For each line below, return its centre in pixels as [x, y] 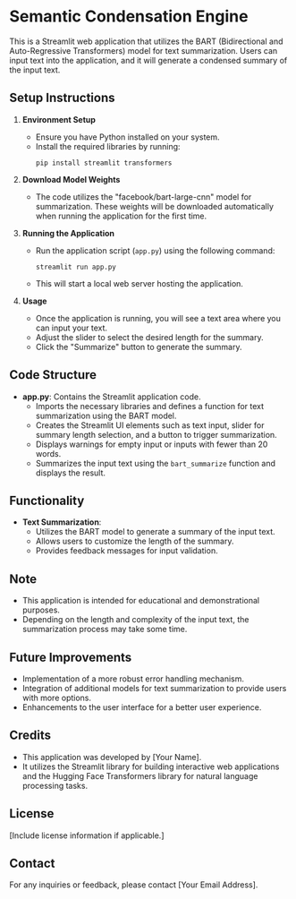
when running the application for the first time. [121, 216]
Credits [30, 736]
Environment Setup [59, 119]
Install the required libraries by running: [108, 146]
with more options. [57, 698]
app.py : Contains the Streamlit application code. [111, 397]
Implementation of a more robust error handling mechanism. [133, 679]
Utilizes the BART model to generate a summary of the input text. [155, 532]
